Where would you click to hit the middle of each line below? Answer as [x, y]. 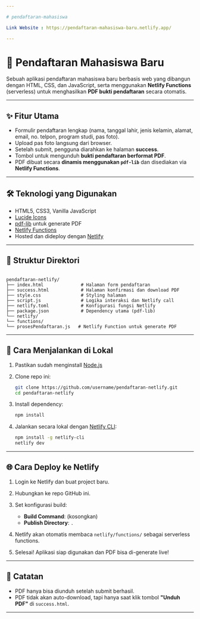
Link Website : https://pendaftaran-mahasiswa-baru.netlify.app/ [89, 27]
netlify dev [29, 443]
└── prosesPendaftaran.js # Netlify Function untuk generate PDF [92, 327]
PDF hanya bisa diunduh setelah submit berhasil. [75, 591]
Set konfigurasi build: [41, 504]
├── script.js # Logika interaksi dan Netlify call [90, 300]
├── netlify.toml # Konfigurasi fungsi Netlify [81, 306]
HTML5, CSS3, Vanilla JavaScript [55, 211]
